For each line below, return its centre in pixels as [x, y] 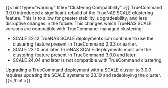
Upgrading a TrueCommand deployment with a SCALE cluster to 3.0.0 [78, 70]
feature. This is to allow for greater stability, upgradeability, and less [76, 18]
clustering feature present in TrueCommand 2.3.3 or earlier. [75, 44]
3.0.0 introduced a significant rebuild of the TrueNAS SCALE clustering [79, 13]
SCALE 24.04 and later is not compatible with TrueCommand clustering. [88, 60]
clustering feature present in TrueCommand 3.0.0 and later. [75, 55]
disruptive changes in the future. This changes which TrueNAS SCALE [79, 23]
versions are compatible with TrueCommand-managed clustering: [74, 29]
